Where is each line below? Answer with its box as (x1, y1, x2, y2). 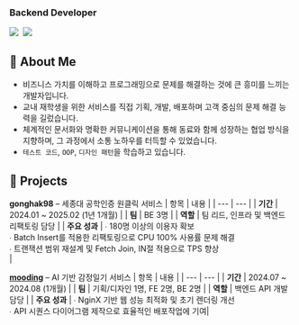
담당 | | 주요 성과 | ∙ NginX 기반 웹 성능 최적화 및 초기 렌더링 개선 (9, 294, 236, 305)
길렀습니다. (39, 113, 78, 123)
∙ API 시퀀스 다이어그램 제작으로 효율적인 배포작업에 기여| (9, 305, 210, 316)
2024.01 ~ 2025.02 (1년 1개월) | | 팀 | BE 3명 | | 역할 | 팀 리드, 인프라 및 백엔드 (9, 209, 286, 220)
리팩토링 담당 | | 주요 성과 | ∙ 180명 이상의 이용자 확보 (9, 221, 195, 231)
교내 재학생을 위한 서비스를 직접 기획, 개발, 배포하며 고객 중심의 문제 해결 (22, 102, 277, 113)
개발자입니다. (22, 90, 69, 101)
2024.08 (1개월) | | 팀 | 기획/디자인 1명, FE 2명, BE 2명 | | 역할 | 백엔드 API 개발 (9, 283, 288, 293)
